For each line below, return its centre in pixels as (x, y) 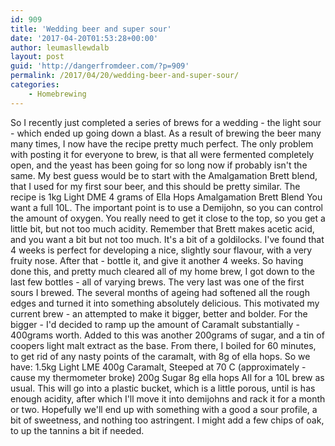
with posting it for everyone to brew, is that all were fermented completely (162, 154)
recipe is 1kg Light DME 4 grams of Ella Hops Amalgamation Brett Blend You (166, 197)
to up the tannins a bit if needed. (77, 430)
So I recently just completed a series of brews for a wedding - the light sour (166, 122)
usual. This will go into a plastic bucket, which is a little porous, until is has (163, 388)
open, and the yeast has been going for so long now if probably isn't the (159, 165)
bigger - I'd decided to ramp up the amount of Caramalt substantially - (155, 324)
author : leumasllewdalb (60, 47)
